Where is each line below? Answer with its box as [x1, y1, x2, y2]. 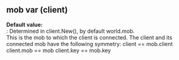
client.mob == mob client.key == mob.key [6, 47, 111, 54]
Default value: [6, 21, 43, 28]
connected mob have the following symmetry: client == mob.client [6, 40, 173, 47]
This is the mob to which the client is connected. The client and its [6, 33, 172, 41]
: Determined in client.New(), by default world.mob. [6, 27, 135, 35]
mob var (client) [6, 5, 68, 15]
